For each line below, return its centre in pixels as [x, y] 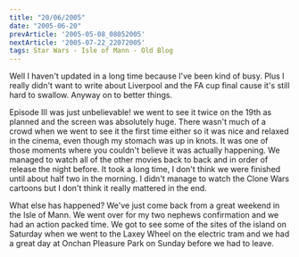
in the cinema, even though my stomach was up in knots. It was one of [139, 141]
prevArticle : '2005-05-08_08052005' [77, 34]
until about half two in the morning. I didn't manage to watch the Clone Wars [149, 178]
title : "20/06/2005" [48, 17]
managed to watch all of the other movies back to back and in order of [139, 160]
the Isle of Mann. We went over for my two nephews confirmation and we [144, 215]
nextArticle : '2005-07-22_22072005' [77, 42]
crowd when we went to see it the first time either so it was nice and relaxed [149, 131]
